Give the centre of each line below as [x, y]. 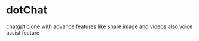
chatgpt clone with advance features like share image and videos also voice [99, 26]
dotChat [27, 10]
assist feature [23, 32]
